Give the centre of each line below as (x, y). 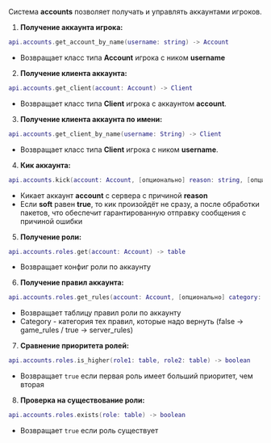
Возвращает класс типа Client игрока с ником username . (119, 150)
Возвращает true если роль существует (89, 430)
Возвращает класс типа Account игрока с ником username (123, 57)
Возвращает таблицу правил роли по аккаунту (100, 313)
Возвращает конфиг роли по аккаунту (85, 267)
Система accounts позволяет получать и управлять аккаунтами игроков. (135, 12)
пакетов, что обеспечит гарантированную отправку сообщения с (133, 213)
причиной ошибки (51, 221)
